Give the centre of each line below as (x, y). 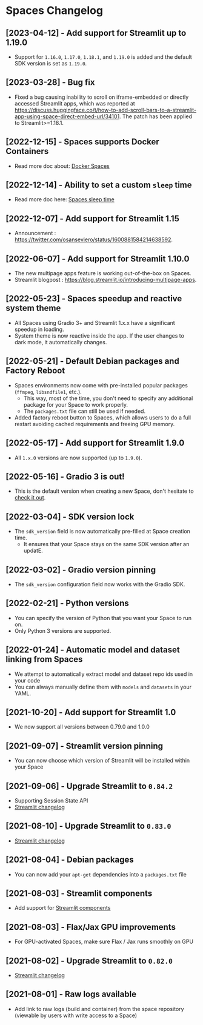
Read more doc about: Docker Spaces (62, 166)
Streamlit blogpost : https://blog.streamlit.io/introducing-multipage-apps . (105, 280)
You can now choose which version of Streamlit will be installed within (102, 761)
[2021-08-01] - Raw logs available (71, 994)
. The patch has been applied (156, 116)
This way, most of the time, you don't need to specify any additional (108, 398)
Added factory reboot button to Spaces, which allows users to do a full (103, 417)
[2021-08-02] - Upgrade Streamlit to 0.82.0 (89, 960)
